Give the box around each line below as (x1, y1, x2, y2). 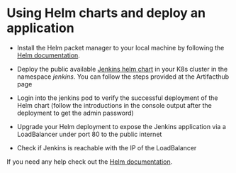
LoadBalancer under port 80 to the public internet (16, 130, 162, 138)
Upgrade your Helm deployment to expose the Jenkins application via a (16, 122, 226, 130)
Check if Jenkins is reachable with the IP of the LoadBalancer (16, 143, 197, 152)
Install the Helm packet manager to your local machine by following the (16, 43, 225, 52)
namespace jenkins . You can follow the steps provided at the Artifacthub (16, 72, 230, 81)
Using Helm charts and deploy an (6, 5, 206, 21)
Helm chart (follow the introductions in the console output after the (16, 101, 212, 109)
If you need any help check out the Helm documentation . (6, 157, 173, 166)
